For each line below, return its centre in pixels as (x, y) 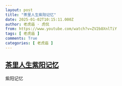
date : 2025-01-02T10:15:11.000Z (39, 19)
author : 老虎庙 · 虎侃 (27, 24)
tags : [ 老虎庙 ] (22, 34)
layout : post (19, 10)
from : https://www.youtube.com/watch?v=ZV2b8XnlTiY (61, 29)
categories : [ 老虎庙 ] (29, 43)
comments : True (21, 39)
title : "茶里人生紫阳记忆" (31, 15)
